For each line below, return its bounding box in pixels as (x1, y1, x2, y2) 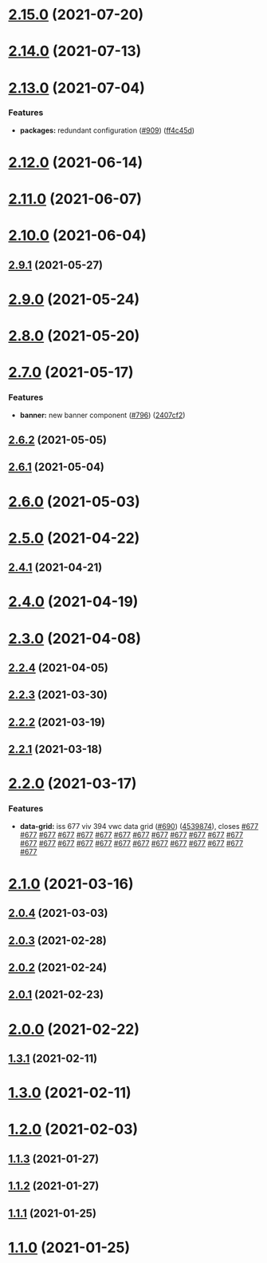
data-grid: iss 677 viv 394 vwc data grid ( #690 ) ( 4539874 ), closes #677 (19, 821, 259, 831)
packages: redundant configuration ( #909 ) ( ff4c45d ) (19, 126, 195, 135)
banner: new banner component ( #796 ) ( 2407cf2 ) (19, 410, 186, 420)
